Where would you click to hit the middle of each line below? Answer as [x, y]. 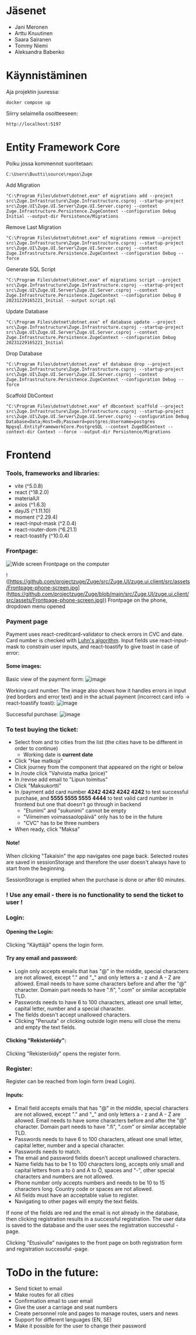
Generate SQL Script [31, 269]
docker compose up [28, 102]
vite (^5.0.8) [29, 486]
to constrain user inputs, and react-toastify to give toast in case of [100, 646]
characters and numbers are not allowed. [64, 1176]
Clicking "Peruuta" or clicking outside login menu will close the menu [97, 1021]
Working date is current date [58, 755]
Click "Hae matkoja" [38, 761]
